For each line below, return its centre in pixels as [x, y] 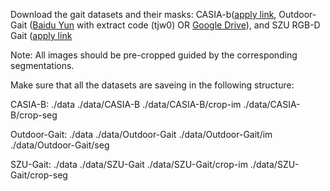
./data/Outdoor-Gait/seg [60, 145]
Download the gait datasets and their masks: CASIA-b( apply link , [143, 14]
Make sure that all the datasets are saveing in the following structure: [152, 85]
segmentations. [42, 65]
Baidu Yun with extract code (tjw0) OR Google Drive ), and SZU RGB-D [176, 25]
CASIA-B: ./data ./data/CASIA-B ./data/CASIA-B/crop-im [126, 104]
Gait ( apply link [41, 35]
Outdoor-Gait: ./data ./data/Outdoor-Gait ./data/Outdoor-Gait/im [141, 134]
